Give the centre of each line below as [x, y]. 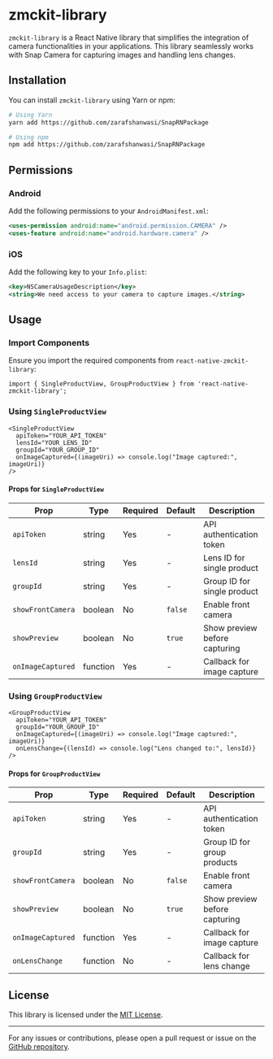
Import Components [49, 343]
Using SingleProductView [58, 412]
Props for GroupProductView [54, 774]
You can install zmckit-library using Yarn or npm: [92, 100]
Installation [37, 80]
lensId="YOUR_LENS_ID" [54, 442]
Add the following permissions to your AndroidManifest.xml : [108, 211]
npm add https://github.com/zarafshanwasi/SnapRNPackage [107, 145]
